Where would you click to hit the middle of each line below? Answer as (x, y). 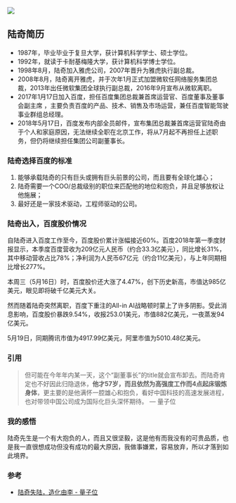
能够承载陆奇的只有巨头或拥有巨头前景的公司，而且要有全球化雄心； (116, 178)
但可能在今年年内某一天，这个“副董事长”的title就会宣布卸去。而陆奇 (122, 375)
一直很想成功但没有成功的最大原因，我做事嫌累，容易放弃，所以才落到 (121, 447)
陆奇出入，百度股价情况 (47, 224)
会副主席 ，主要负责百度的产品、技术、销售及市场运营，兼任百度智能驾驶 (123, 105)
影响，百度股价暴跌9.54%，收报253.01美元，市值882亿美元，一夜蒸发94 (119, 314)
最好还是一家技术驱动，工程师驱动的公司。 (79, 204)
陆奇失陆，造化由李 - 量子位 (58, 492)
